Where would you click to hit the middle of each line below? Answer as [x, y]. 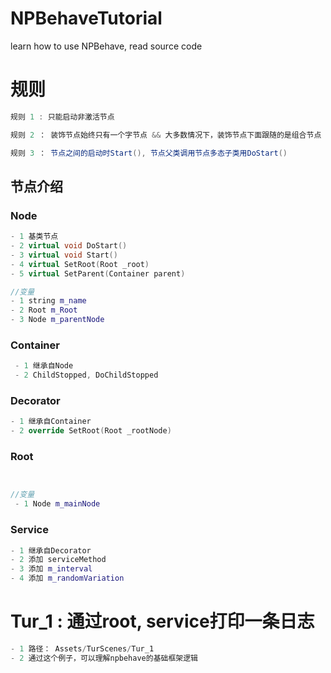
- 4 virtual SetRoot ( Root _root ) [80, 264]
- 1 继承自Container [51, 422]
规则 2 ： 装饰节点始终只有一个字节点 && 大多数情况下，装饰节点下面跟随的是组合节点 [166, 135]
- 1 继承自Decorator [51, 550]
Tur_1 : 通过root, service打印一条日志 [162, 621]
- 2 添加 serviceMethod [58, 560]
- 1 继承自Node [44, 366]
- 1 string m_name [48, 301]
